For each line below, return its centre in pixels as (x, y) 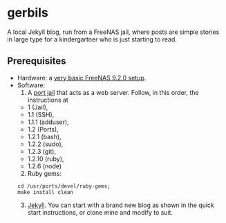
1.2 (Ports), (43, 129)
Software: (31, 85)
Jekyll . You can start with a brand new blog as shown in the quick (121, 205)
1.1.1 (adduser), (48, 122)
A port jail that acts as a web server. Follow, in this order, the (113, 92)
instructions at (48, 100)
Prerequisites (37, 61)
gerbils (28, 13)
